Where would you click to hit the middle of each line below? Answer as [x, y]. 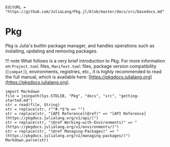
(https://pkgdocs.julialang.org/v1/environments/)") [62, 127]
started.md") [19, 100]
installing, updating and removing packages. [52, 51]
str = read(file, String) [32, 105]
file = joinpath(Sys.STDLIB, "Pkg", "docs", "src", [61, 96]
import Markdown [22, 91]
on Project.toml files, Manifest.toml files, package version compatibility [81, 66]
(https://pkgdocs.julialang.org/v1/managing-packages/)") [68, 136]
